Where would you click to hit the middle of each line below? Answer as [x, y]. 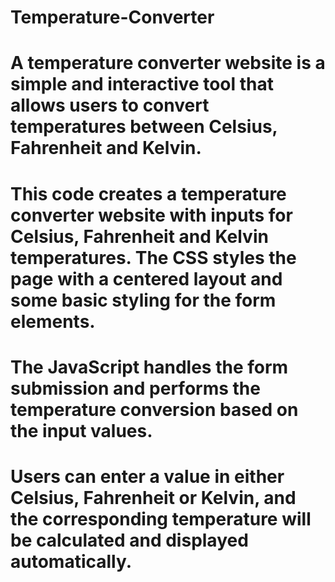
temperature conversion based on [154, 409]
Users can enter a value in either [147, 476]
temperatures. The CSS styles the [153, 257]
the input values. [81, 430]
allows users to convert [110, 105]
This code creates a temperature [148, 193]
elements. [53, 321]
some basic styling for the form [143, 300]
